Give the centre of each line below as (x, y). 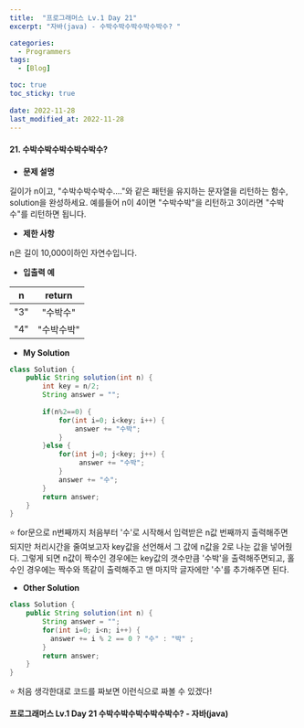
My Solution (46, 352)
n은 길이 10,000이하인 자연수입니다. (73, 252)
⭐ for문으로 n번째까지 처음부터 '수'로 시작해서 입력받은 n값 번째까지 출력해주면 (149, 532)
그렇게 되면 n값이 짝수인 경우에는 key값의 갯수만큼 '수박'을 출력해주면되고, (153, 558)
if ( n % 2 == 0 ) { (67, 412)
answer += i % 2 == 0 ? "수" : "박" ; (122, 638)
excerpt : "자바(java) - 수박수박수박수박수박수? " (95, 27)
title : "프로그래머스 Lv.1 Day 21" (73, 18)
